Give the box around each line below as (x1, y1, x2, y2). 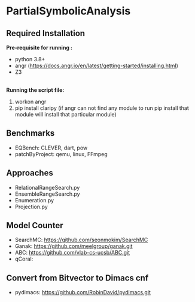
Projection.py (14, 203, 48, 210)
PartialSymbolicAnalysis (6, 4, 131, 18)
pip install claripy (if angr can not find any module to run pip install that (14, 104, 190, 112)
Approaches (6, 168, 54, 178)
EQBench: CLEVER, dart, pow (14, 144, 88, 151)
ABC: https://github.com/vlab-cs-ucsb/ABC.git (14, 249, 130, 256)
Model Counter (6, 220, 63, 231)
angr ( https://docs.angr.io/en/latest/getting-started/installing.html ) (14, 62, 178, 69)
